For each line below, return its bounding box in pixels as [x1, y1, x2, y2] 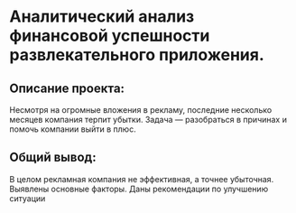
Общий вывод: [9, 150, 97, 165]
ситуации [9, 192, 46, 204]
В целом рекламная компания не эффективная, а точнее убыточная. [9, 173, 274, 184]
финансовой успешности [9, 25, 210, 46]
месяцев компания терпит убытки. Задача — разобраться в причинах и [9, 115, 287, 125]
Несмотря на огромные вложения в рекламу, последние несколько [9, 105, 273, 115]
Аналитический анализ [9, 6, 195, 27]
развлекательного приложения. [9, 45, 264, 65]
